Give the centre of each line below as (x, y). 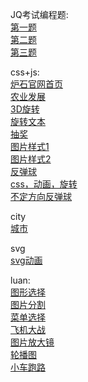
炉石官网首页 (36, 84)
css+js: (25, 72)
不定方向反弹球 (41, 196)
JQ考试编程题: (39, 14)
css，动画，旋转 (44, 184)
